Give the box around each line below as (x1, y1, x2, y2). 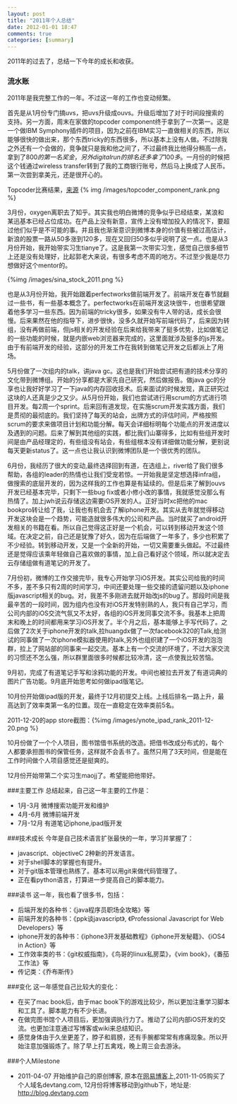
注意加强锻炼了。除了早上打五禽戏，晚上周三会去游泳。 (23, 1042, 185, 1050)
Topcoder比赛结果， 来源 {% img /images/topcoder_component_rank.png (7, 185, 220, 194)
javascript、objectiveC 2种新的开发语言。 (17, 849, 139, 858)
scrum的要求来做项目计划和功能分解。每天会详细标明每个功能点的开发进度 (7, 420, 224, 429)
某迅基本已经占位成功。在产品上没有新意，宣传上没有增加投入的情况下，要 (7, 217, 224, 226)
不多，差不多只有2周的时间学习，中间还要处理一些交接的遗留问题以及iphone (7, 583, 229, 591)
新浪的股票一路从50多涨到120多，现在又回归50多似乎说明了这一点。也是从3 (7, 235, 228, 243)
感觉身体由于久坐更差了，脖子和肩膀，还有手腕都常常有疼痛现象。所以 (17, 1033, 222, 1042)
